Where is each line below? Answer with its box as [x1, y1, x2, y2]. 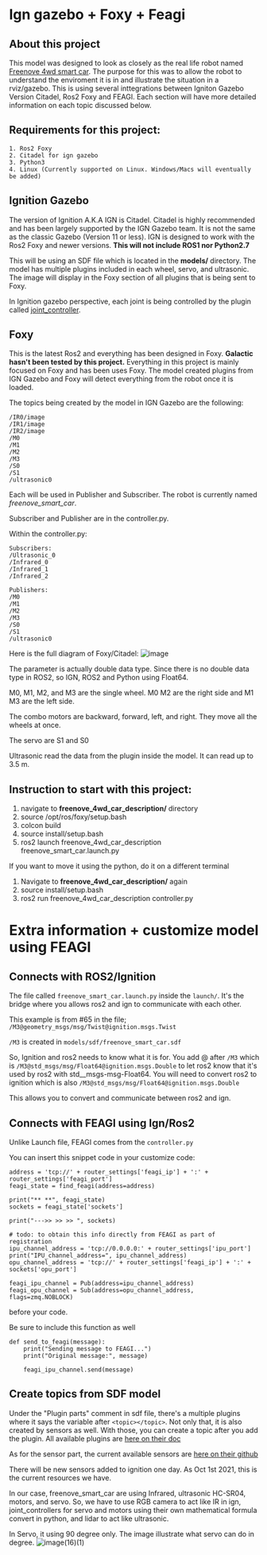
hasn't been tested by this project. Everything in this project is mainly [9, 358, 239, 367]
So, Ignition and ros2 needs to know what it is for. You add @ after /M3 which [9, 1053, 260, 1062]
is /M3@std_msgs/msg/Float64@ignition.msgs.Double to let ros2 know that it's [9, 1061, 257, 1070]
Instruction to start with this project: [9, 783, 192, 796]
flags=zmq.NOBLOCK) [9, 1294, 74, 1302]
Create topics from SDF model [9, 1387, 161, 1401]
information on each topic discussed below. [9, 101, 152, 110]
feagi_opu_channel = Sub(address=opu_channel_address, [9, 1286, 195, 1294]
